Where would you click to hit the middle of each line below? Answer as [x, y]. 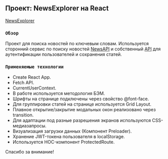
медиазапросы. [29, 126]
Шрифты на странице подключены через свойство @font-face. [81, 99]
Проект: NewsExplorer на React [57, 8]
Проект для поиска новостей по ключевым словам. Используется [77, 44]
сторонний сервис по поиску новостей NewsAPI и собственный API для [83, 49]
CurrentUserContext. [34, 88]
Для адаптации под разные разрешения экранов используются [82, 120]
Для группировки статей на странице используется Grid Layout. [82, 104]
